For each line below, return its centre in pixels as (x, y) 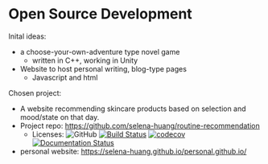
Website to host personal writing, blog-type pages (103, 68)
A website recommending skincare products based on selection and (133, 109)
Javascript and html (65, 77)
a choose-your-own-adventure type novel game (100, 51)
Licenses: (48, 134)
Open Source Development (101, 14)
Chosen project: (35, 92)
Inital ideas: (27, 36)
